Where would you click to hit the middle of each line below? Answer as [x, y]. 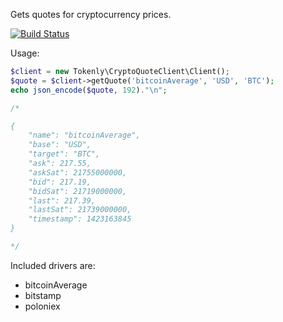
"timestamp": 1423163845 [80, 219]
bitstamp [43, 295]
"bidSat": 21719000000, [78, 191]
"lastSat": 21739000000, [80, 210]
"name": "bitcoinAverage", [84, 135]
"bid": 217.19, [60, 182]
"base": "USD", [60, 145]
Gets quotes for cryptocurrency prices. [91, 14]
